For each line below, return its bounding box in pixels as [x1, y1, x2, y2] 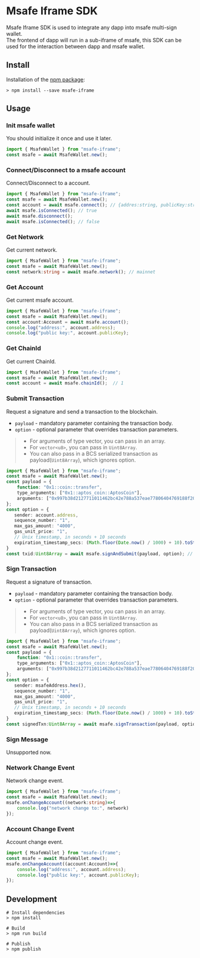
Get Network [6, 233, 44, 241]
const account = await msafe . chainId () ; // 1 [6, 380, 124, 386]
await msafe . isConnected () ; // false [6, 218, 100, 224]
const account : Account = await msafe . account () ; [6, 319, 129, 325]
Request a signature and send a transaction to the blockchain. [6, 408, 158, 415]
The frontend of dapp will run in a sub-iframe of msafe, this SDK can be [6, 36, 182, 43]
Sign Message [6, 735, 49, 743]
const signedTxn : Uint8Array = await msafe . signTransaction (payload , [6, 721, 180, 727]
